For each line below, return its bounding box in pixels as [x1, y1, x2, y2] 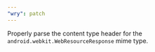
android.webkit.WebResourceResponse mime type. [7, 36, 149, 45]
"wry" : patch [7, 10, 46, 17]
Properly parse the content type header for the [7, 29, 142, 37]
